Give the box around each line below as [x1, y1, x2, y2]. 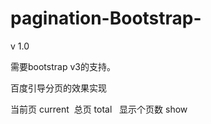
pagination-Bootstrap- [10, 7, 202, 30]
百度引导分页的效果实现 [10, 82, 107, 94]
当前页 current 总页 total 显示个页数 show [10, 103, 188, 115]
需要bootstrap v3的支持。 [10, 60, 116, 72]
